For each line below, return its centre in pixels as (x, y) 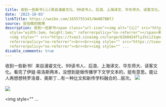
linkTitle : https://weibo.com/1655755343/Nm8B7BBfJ (59, 19)
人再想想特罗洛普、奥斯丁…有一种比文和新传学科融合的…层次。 (70, 78)
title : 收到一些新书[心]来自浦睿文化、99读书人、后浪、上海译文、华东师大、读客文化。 (83, 10)
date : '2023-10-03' (25, 14)
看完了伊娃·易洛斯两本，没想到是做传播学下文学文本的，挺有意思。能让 (86, 71)
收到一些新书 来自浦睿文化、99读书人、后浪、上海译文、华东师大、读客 (79, 66)
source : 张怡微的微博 (25, 23)
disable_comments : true (30, 51)
